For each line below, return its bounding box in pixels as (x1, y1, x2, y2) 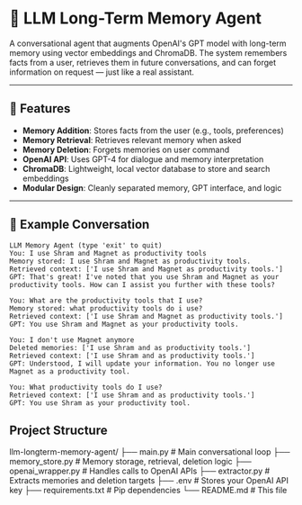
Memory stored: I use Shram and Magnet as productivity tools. (9, 257, 252, 266)
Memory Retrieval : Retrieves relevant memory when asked (22, 134, 242, 145)
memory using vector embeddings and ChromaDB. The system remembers (9, 47, 288, 58)
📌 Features (9, 101, 71, 116)
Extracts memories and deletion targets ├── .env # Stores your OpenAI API (9, 475, 289, 486)
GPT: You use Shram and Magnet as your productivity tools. (9, 320, 240, 329)
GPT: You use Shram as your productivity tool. (9, 398, 191, 408)
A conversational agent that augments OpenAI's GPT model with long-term (9, 38, 287, 49)
